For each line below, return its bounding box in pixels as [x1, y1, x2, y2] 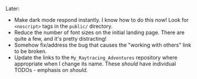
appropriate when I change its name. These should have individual [14, 60, 176, 67]
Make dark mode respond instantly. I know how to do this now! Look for [14, 17, 189, 23]
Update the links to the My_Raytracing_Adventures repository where [14, 54, 178, 61]
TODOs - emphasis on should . [14, 67, 88, 73]
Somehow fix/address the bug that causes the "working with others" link [14, 41, 192, 48]
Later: [5, 5, 20, 12]
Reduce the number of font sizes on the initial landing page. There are [14, 29, 185, 36]
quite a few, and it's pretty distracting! [14, 35, 107, 42]
